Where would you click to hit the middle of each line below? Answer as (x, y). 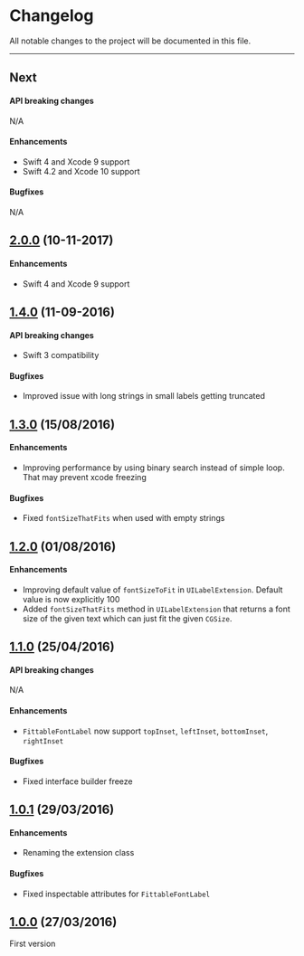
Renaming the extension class (78, 853)
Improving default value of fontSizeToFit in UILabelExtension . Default (152, 590)
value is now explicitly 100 (71, 599)
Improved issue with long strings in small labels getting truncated (143, 396)
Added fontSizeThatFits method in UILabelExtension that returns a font (157, 609)
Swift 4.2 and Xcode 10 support (81, 171)
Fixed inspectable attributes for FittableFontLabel (116, 894)
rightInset (43, 741)
